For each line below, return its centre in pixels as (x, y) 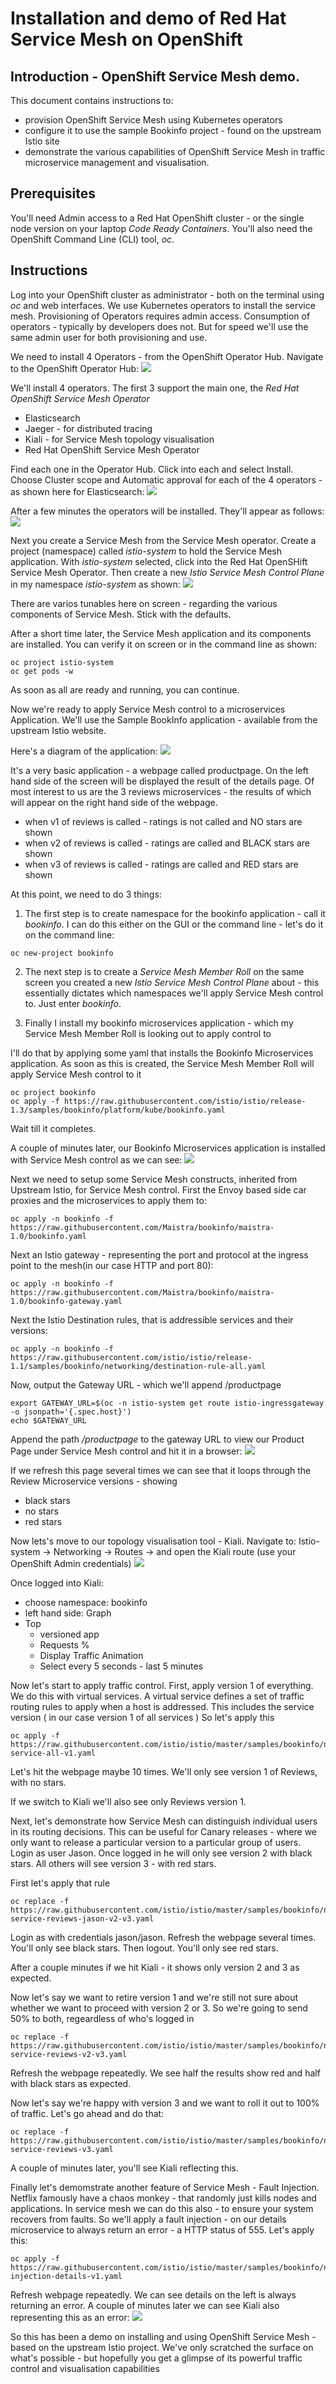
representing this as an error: (70, 2317)
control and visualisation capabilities (85, 2368)
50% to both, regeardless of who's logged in (102, 2018)
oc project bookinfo (53, 1092)
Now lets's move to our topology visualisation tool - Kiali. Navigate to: (153, 1541)
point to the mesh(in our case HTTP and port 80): (112, 1265)
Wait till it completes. (53, 1128)
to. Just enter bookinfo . (73, 1003)
